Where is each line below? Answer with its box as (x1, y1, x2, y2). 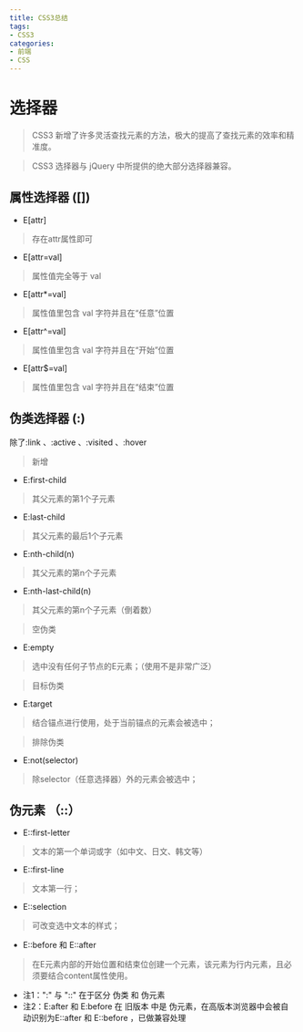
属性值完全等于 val (31, 270, 102, 281)
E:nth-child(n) (22, 548, 75, 559)
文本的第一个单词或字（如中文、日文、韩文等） (31, 846, 207, 857)
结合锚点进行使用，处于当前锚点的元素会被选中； (31, 717, 216, 728)
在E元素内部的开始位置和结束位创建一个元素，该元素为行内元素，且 (31, 959, 285, 970)
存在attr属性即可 (31, 233, 94, 244)
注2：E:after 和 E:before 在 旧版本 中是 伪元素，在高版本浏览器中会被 (22, 1001, 281, 1012)
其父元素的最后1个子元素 (31, 530, 124, 541)
